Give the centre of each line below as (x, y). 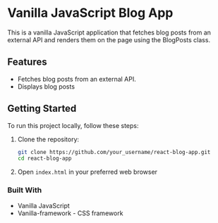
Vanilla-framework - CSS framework (70, 213)
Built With (25, 190)
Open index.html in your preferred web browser (87, 172)
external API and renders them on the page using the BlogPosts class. (109, 39)
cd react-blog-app (44, 159)
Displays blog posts (46, 87)
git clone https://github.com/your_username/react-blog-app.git (114, 152)
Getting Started (42, 109)
